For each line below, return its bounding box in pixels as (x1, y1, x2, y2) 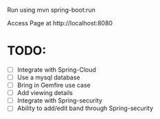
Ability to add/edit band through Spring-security (16, 104, 154, 112)
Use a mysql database (16, 73, 80, 81)
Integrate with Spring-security (16, 96, 103, 105)
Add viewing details (16, 89, 73, 97)
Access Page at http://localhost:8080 (7, 19, 113, 27)
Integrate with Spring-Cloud (16, 65, 96, 74)
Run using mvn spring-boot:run (7, 6, 96, 14)
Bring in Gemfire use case (16, 81, 91, 90)
